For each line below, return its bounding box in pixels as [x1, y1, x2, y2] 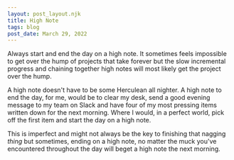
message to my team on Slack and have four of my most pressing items [7, 101, 217, 110]
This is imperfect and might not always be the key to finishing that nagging [7, 130, 226, 138]
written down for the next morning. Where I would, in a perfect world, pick [7, 108, 225, 117]
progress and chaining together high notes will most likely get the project [7, 64, 222, 73]
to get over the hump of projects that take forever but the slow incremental [7, 57, 226, 66]
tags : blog [7, 23, 40, 30]
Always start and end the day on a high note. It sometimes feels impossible [7, 50, 228, 58]
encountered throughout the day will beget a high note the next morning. [7, 144, 220, 153]
